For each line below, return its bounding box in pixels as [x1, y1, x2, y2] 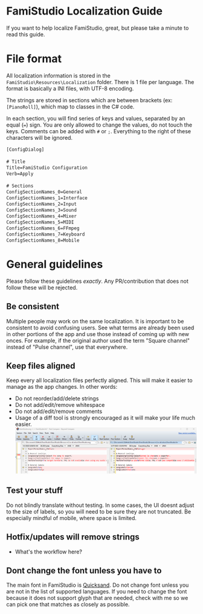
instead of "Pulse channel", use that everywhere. [6, 343, 128, 351]
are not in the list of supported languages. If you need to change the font [6, 588, 187, 595]
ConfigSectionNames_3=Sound [6, 207, 77, 213]
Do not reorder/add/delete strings [14, 395, 99, 402]
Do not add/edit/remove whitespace [14, 401, 105, 409]
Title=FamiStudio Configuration [6, 165, 88, 171]
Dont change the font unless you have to [6, 565, 162, 576]
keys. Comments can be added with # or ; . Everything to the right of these [6, 127, 192, 134]
